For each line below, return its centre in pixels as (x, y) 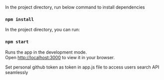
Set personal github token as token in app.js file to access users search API (82, 67)
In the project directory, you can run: (42, 30)
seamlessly (17, 72)
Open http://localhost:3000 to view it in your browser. (60, 57)
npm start (17, 42)
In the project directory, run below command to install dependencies (75, 7)
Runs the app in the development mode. (46, 52)
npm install (20, 19)
